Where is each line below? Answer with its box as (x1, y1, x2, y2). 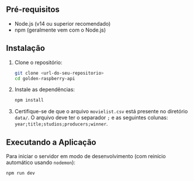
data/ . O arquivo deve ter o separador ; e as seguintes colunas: (14, 114, 168, 121)
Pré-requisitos (6, 5, 60, 15)
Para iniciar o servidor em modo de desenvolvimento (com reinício (6, 153, 166, 160)
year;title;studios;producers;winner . (14, 120, 108, 127)
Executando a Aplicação (6, 137, 96, 147)
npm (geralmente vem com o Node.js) (14, 26, 106, 33)
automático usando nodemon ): (6, 159, 76, 166)
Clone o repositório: (14, 58, 63, 66)
